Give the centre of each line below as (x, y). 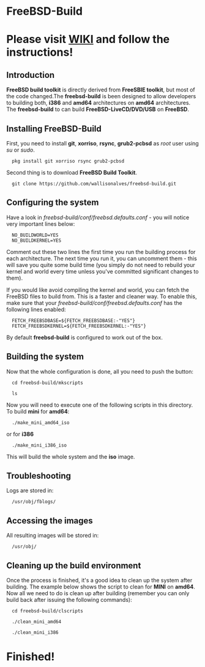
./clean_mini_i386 (35, 633)
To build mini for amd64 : (38, 411)
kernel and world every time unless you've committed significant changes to (102, 271)
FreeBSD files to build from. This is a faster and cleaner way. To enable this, (102, 296)
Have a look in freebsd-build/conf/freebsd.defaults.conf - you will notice (98, 217)
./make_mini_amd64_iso (41, 422)
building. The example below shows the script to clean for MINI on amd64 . (101, 587)
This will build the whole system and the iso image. (71, 457)
